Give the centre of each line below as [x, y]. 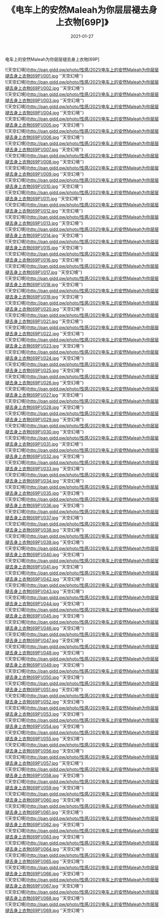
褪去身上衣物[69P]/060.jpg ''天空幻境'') [44, 800]
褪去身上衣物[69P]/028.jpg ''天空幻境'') [44, 407]
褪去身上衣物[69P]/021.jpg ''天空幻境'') [44, 321]
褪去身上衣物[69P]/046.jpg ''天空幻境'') [45, 628]
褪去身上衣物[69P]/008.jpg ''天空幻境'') [44, 162]
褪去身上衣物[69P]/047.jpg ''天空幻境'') [44, 640]
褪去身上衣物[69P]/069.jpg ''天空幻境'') [44, 910]
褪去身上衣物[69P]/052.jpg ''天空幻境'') [44, 702]
